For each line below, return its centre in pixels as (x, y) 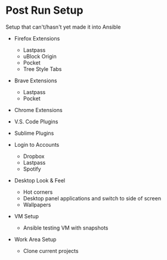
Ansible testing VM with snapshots (66, 228)
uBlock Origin (40, 56)
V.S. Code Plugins (36, 121)
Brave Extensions (35, 81)
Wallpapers (37, 205)
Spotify (32, 169)
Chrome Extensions (38, 110)
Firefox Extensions (37, 38)
